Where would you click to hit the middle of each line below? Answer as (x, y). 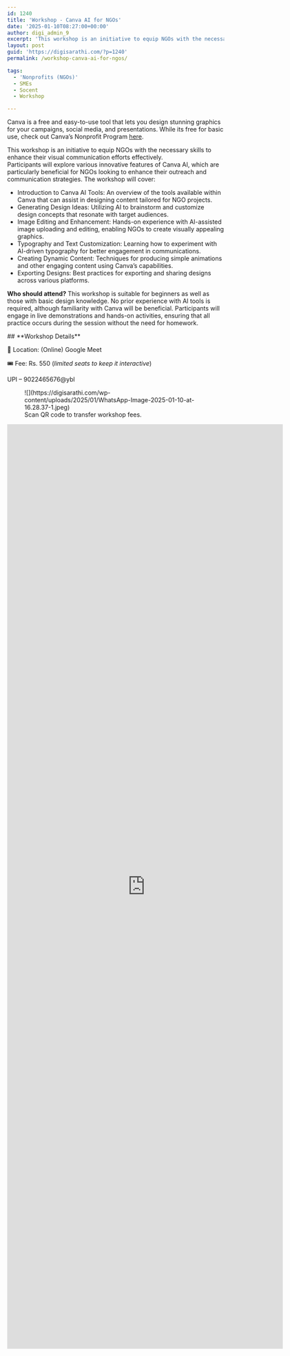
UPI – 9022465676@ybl (41, 379)
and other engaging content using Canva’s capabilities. (95, 266)
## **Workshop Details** (44, 336)
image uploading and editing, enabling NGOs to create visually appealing (121, 229)
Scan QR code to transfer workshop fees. (83, 415)
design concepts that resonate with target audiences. (93, 215)
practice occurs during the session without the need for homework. (103, 323)
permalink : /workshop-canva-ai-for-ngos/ (68, 59)
